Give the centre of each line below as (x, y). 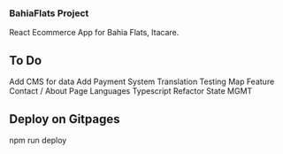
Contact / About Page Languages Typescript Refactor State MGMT (131, 91)
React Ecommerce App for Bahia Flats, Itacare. (94, 33)
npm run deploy (38, 140)
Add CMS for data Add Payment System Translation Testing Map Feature (142, 81)
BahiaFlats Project (49, 13)
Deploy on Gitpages (65, 119)
